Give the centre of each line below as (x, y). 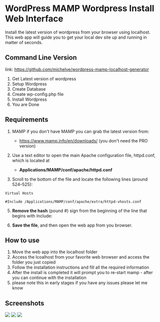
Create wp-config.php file (38, 94)
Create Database (29, 89)
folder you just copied (34, 262)
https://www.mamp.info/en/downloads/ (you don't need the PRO (83, 140)
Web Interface (34, 19)
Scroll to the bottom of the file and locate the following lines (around (80, 179)
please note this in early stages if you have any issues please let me (80, 283)
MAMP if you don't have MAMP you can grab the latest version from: (80, 131)
